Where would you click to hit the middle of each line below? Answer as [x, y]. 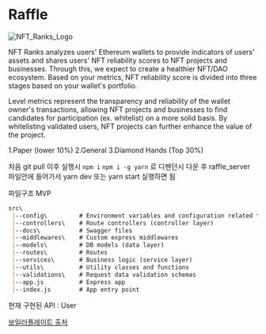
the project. [27, 134]
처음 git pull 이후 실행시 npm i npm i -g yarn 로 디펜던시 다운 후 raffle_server [129, 166]
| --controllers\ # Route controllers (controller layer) [113, 223]
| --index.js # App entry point [76, 290]
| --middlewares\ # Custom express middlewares [95, 238]
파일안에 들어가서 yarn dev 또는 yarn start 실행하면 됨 [92, 176]
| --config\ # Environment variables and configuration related [132, 216]
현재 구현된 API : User [42, 305]
